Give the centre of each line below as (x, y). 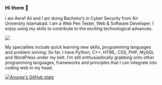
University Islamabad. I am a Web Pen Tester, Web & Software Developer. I (79, 23)
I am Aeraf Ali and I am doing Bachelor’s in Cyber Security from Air (72, 18)
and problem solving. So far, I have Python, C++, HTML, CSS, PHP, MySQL (80, 52)
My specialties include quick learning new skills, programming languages (78, 47)
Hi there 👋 (17, 8)
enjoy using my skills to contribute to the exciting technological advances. (79, 29)
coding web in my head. (29, 68)
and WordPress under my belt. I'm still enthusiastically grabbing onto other (80, 57)
